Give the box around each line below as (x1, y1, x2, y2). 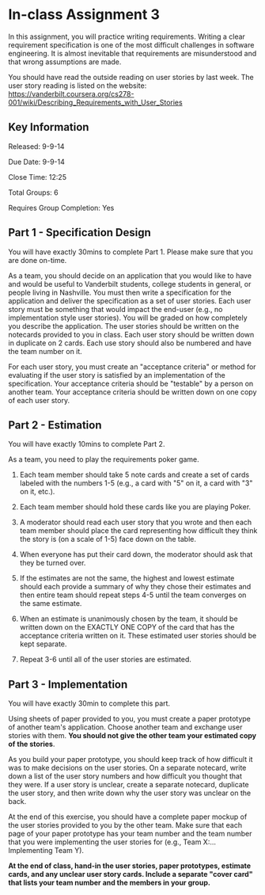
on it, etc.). (19, 487, 55, 497)
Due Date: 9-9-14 (8, 157, 66, 166)
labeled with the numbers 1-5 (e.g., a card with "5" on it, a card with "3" (19, 478, 253, 488)
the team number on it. (8, 346, 83, 356)
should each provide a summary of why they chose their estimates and (19, 582, 252, 592)
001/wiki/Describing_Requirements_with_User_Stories (8, 97, 184, 107)
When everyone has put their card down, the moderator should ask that (19, 550, 253, 559)
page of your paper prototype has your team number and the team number (8, 829, 252, 839)
